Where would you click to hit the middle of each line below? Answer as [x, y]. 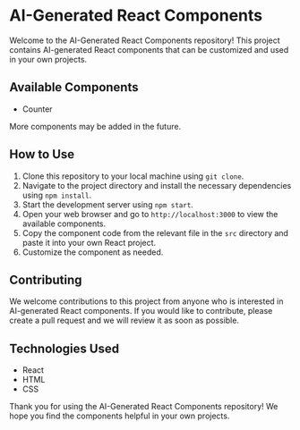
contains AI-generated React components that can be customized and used [149, 49]
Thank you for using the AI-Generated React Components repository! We [144, 407]
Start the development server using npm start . [108, 204]
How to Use [42, 154]
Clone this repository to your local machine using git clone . [133, 176]
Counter [37, 109]
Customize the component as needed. [93, 252]
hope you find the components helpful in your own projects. [120, 416]
